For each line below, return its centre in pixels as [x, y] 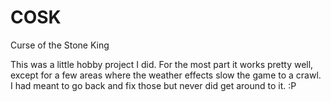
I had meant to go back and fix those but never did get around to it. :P [153, 85]
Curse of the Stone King [60, 45]
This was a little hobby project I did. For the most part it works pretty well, [162, 64]
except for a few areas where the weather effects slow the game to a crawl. [166, 75]
